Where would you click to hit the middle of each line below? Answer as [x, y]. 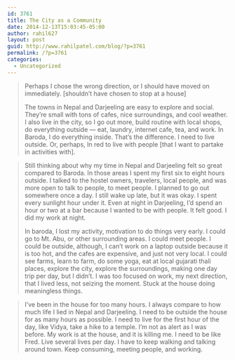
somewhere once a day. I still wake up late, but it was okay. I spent [121, 195]
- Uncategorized [37, 66]
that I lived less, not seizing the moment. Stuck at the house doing [120, 283]
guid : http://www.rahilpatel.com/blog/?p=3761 [76, 46]
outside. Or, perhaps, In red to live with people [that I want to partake [124, 144]
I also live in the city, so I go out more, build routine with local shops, [123, 122]
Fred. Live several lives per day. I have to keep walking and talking [120, 342]
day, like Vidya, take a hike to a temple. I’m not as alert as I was [115, 326]
